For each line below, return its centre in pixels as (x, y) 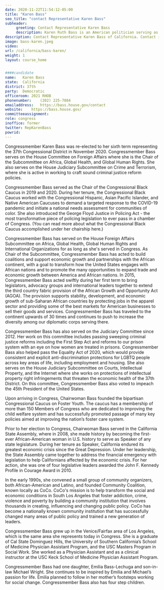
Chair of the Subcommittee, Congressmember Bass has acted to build (75, 254)
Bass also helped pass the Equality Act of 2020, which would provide (75, 352)
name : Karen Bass (25, 78)
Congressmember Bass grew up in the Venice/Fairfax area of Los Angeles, (80, 531)
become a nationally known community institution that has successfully (77, 511)
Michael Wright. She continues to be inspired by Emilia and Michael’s (82, 572)
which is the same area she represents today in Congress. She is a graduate (82, 536)
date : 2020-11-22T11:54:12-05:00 (39, 10)
